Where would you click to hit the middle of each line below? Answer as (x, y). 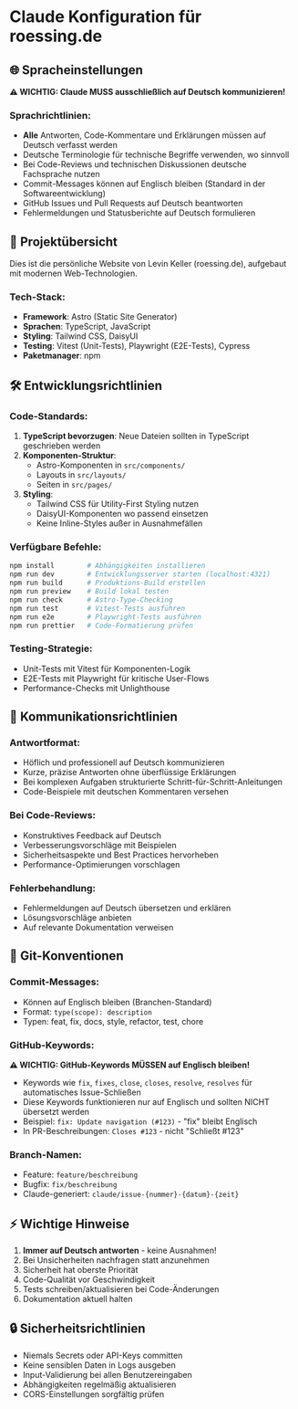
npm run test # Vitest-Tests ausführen (97, 608)
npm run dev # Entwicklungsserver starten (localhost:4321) (140, 574)
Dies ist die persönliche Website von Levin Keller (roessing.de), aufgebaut (148, 264)
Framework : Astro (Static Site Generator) (100, 317)
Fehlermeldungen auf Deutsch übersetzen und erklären (127, 908)
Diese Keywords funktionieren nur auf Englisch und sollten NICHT (146, 1101)
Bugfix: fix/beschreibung (70, 1184)
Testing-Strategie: (51, 648)
